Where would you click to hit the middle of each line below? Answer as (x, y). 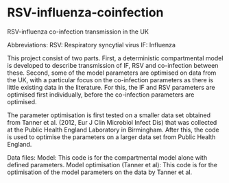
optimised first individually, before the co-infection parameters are (101, 95)
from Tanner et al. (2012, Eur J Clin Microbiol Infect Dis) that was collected (112, 122)
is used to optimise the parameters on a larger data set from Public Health (111, 137)
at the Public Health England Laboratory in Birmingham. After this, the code (113, 130)
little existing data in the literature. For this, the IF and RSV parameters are (111, 87)
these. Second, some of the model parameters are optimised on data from (112, 73)
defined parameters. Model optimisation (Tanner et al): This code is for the (112, 164)
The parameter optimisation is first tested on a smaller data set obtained (109, 115)
